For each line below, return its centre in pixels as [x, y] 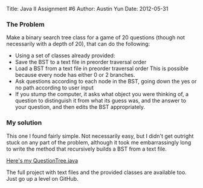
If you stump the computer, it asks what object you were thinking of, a [102, 94]
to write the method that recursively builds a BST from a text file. [87, 149]
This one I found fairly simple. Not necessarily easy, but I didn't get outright [100, 136]
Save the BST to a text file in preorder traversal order [81, 62]
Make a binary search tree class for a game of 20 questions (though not [96, 37]
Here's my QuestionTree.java [42, 160]
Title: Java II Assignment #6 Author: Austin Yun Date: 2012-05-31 [87, 9]
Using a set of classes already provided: [65, 56]
